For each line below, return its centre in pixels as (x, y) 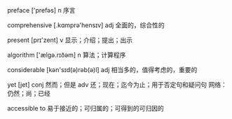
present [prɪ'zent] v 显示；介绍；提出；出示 (70, 40)
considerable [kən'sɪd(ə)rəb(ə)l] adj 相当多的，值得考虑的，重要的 (102, 70)
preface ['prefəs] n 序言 (41, 10)
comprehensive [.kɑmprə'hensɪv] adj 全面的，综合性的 (86, 25)
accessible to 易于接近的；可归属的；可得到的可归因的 (86, 108)
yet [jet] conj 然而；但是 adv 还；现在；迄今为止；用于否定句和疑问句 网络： (117, 85)
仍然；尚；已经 (29, 93)
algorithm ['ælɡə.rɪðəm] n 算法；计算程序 (67, 55)
